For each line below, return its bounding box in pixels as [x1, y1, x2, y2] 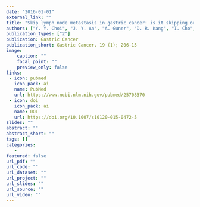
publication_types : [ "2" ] [6, 31, 70, 37]
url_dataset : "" [6, 169, 46, 176]
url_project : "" [6, 175, 46, 181]
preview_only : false [17, 64, 68, 70]
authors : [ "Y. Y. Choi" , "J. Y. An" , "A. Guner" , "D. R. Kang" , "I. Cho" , [6, 25, 196, 32]
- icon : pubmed [8, 75, 46, 81]
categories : [6, 141, 36, 148]
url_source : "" [6, 186, 44, 192]
